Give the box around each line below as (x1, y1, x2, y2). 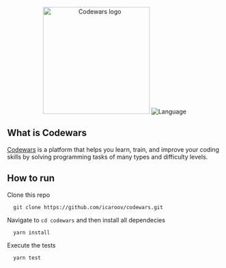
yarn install (13, 229, 51, 236)
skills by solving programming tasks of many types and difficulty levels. (7, 152, 208, 161)
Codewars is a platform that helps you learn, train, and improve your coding (7, 145, 220, 153)
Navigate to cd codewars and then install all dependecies (7, 215, 166, 224)
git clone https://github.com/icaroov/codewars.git (13, 204, 164, 211)
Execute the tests (7, 241, 56, 249)
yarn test (13, 254, 41, 261)
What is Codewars (7, 127, 87, 139)
